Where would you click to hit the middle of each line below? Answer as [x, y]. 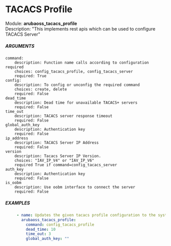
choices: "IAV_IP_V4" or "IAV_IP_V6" [54, 160]
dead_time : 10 [41, 229]
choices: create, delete [41, 89]
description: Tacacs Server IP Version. [58, 156]
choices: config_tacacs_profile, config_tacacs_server [74, 71]
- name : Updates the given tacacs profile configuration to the [86, 215]
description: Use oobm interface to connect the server [75, 187]
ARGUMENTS [20, 46]
